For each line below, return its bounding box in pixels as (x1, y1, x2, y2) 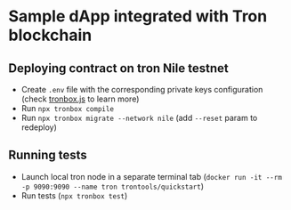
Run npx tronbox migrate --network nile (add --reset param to (20, 113, 258, 123)
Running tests (8, 148, 88, 163)
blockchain (8, 25, 93, 45)
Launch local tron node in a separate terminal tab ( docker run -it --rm (20, 171, 282, 182)
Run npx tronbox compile (20, 103, 115, 113)
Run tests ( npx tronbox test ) (20, 190, 128, 201)
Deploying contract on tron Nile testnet (8, 61, 229, 76)
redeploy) (20, 122, 57, 133)
